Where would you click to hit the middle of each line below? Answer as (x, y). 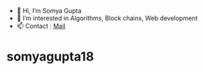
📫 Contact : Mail (41, 26)
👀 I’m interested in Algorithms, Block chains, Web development (107, 18)
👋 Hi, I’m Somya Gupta (49, 11)
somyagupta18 (50, 57)
